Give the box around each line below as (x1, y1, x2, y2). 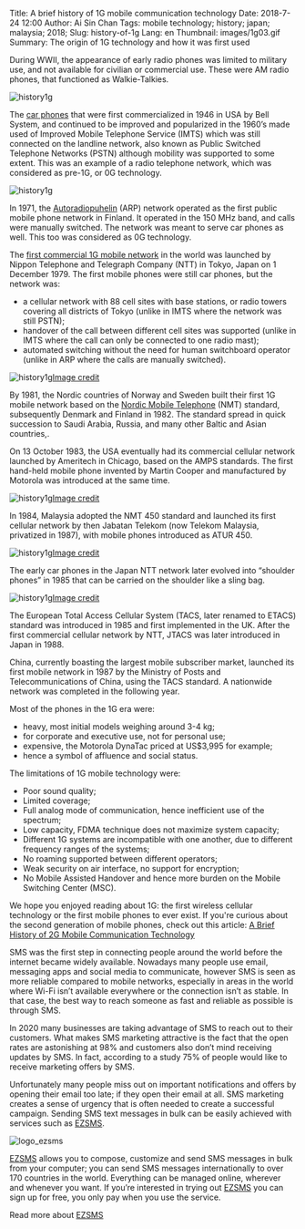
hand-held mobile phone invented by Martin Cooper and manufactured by (9, 465, 287, 476)
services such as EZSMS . (9, 1118, 105, 1129)
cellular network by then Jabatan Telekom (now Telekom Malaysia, (9, 520, 259, 531)
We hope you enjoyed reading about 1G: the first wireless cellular (9, 900, 253, 911)
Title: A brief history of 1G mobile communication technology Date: (9, 8, 259, 18)
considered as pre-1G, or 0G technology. (9, 168, 162, 178)
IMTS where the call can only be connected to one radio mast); (22, 335, 259, 346)
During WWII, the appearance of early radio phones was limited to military (9, 55, 288, 65)
